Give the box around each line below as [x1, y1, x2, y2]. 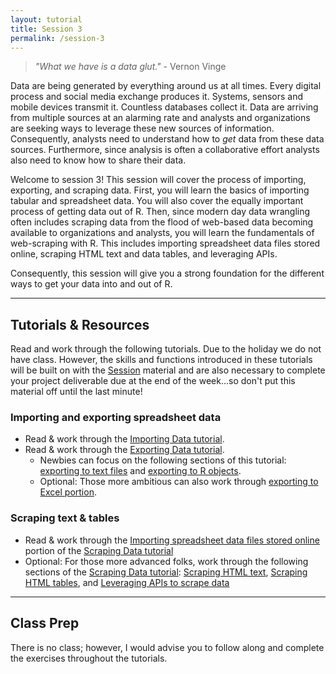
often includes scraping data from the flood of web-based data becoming [10, 216, 314, 228]
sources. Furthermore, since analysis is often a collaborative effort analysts [10, 144, 320, 156]
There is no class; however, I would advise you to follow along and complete [10, 641, 325, 653]
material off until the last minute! [10, 386, 143, 398]
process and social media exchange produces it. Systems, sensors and [10, 91, 304, 103]
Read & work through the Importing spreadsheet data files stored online [24, 534, 320, 546]
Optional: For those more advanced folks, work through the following [24, 555, 309, 567]
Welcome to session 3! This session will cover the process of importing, [10, 174, 307, 186]
